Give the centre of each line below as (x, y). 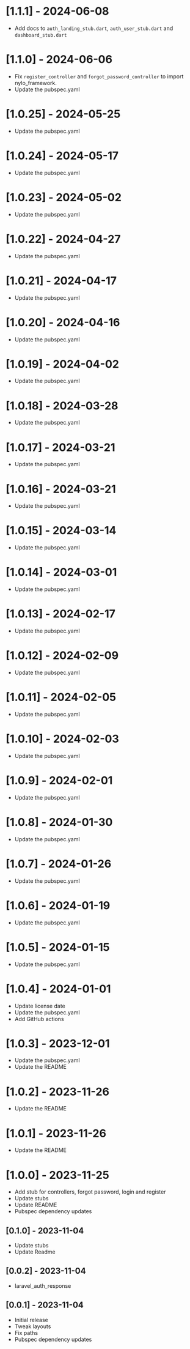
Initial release (31, 1320)
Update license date (40, 1006)
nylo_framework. (36, 83)
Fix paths (26, 1332)
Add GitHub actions (39, 1019)
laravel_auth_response (43, 1285)
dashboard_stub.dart (41, 35)
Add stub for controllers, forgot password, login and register (90, 1192)
